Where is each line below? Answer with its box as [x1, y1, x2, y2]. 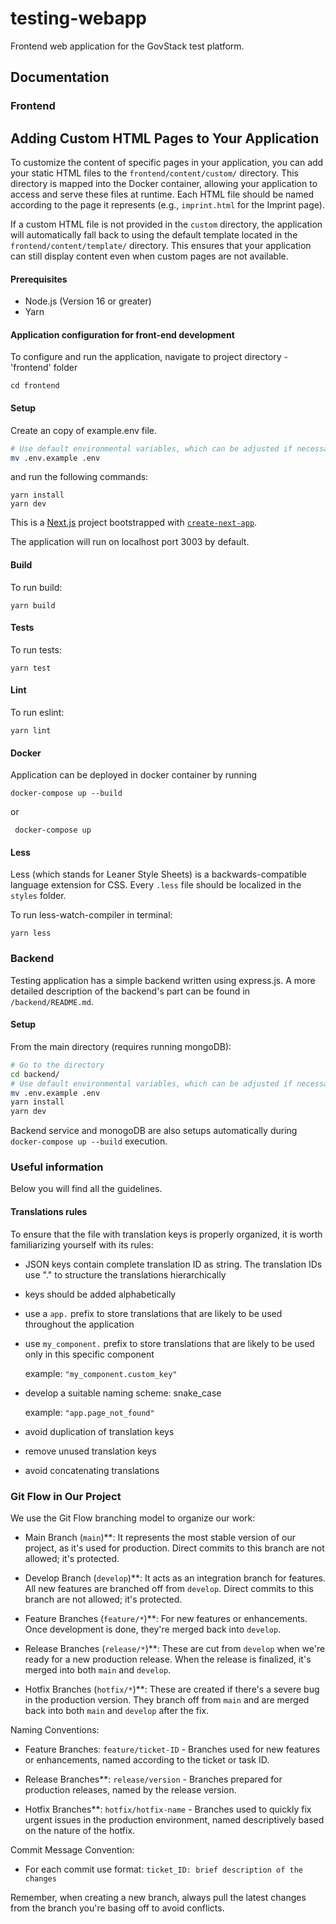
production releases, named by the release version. [24, 1783, 237, 1796]
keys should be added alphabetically [24, 1288, 177, 1300]
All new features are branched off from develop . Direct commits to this [24, 1582, 314, 1594]
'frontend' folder [10, 362, 78, 374]
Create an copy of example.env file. [10, 424, 158, 436]
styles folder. [10, 890, 67, 902]
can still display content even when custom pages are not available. [10, 250, 289, 262]
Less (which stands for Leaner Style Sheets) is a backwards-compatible [10, 868, 307, 881]
